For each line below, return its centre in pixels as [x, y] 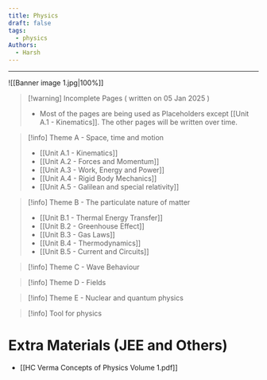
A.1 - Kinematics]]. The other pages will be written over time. [139, 122]
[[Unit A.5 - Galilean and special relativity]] [109, 187]
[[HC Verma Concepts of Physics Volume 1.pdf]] [99, 367]
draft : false [30, 23]
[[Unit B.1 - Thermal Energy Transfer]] [101, 217]
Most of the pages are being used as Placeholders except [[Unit [144, 114]
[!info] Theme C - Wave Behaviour [84, 267]
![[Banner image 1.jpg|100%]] [56, 83]
